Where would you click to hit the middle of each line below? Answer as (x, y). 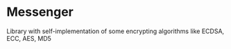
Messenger (40, 12)
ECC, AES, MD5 (29, 38)
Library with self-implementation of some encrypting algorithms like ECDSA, (115, 31)
